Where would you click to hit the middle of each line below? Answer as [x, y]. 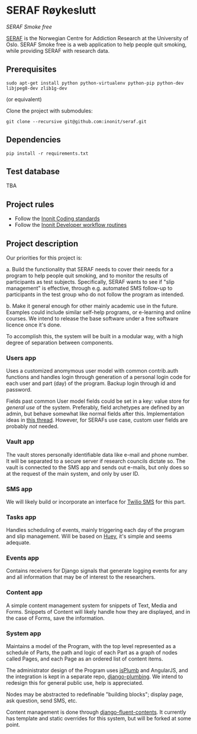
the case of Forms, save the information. [55, 618]
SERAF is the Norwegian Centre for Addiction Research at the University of [97, 38]
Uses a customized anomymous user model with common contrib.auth [92, 371]
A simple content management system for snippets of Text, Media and [92, 605]
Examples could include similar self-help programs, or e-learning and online [98, 312]
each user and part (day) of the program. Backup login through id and [91, 383]
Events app [23, 558]
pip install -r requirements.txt [47, 153]
